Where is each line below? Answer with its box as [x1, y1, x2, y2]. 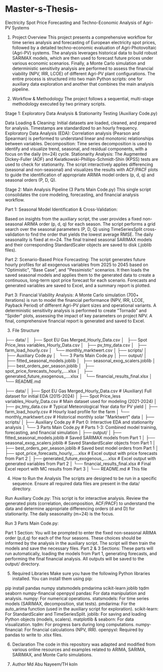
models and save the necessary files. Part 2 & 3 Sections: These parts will [5, 545, 153, 551]
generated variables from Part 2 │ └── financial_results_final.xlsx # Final [5, 461, 151, 467]
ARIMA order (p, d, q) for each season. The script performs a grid [24, 221, 156, 227]
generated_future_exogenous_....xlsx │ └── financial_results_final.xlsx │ [5, 373, 152, 379]
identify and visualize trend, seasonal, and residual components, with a [5, 146, 147, 152]
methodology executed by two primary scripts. [12, 101, 106, 107]
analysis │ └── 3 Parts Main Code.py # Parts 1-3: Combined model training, [5, 424, 157, 430]
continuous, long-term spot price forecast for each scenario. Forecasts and [5, 277, 156, 283]
